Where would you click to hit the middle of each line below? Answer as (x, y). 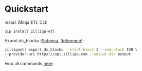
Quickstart (27, 9)
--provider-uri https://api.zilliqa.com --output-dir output (68, 54)
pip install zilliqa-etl (30, 31)
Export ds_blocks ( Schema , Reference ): (44, 40)
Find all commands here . (29, 63)
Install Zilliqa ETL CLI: (26, 22)
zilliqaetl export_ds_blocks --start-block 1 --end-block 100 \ (71, 50)
